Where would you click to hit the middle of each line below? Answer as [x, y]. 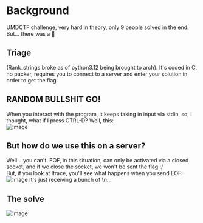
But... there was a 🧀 [31, 33]
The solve [25, 198]
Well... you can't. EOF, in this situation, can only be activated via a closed [98, 161]
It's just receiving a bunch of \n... [71, 180]
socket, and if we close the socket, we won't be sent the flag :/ [85, 167]
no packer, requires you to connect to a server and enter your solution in [97, 74]
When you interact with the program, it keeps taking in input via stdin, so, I [99, 114]
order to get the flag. [32, 80]
